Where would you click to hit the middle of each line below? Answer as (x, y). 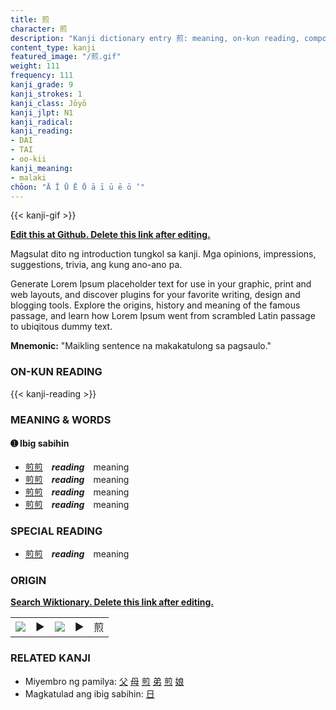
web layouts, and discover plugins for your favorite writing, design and (155, 295)
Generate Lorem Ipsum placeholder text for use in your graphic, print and (161, 284)
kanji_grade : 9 (42, 85)
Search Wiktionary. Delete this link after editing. (112, 602)
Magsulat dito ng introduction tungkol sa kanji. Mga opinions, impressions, (163, 254)
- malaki (28, 177)
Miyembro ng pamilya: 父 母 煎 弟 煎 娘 (104, 681)
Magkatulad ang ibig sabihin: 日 (89, 693)
